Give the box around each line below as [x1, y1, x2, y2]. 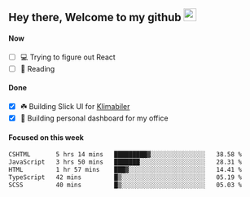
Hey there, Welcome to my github [8, 11, 182, 24]
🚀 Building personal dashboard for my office [20, 113, 169, 123]
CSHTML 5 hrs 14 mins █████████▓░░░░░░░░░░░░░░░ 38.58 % [8, 151, 243, 159]
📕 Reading [20, 63, 55, 73]
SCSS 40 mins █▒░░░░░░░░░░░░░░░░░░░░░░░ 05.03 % [8, 181, 243, 189]
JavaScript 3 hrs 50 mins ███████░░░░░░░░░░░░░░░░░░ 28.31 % [8, 158, 243, 166]
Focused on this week [8, 132, 84, 142]
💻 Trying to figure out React [20, 52, 116, 62]
